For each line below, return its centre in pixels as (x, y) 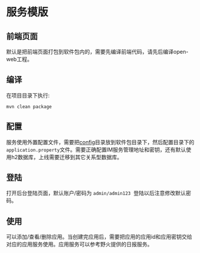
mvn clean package (29, 106)
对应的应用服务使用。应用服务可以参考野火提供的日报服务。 (79, 244)
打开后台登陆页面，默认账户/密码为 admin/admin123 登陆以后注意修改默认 (96, 193)
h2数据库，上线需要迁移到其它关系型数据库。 (67, 157)
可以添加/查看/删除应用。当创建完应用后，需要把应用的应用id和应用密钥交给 (99, 237)
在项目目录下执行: (28, 95)
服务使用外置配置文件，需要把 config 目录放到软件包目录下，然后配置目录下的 (100, 142)
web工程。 (19, 59)
